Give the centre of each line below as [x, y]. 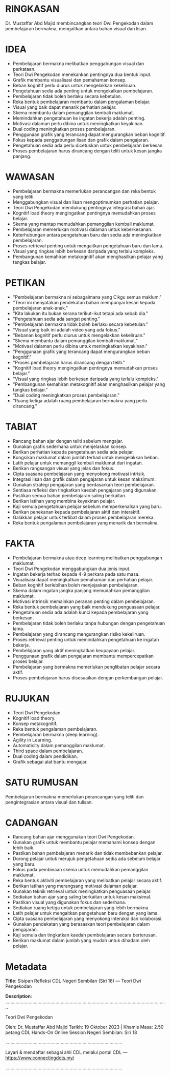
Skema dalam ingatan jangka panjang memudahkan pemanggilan [81, 590]
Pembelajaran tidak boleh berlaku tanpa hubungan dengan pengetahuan [89, 623]
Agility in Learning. [32, 740]
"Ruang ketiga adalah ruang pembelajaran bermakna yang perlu [80, 400]
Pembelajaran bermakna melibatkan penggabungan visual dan [78, 63]
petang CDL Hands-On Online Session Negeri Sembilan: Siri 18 [71, 1032]
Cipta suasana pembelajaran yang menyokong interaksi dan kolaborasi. [88, 918]
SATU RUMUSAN [42, 782]
